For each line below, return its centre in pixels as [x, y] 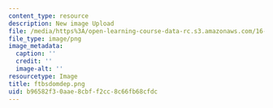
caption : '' [36, 54]
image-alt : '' [39, 69]
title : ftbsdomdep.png [47, 84]
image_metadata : [36, 46]
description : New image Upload [61, 24]
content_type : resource [49, 16]
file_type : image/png [45, 39]
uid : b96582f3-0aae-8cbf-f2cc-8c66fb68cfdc [83, 91]
